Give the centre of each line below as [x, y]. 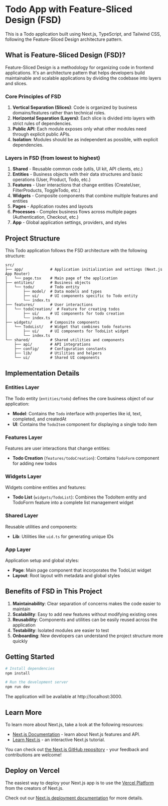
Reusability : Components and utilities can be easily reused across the [85, 619]
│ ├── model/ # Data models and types [53, 292]
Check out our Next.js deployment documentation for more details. [74, 798]
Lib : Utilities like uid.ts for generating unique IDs [63, 536]
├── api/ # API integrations [53, 345]
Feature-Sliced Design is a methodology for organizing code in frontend [79, 67]
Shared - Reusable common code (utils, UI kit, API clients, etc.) [77, 169]
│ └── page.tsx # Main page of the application [61, 278]
